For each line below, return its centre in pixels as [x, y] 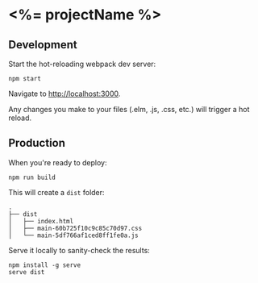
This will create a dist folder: [56, 192]
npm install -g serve [45, 265]
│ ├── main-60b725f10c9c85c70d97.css [75, 228]
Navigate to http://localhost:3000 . [64, 94]
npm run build [32, 177]
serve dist [27, 272]
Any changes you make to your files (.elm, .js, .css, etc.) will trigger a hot [129, 109]
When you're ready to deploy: [58, 162]
